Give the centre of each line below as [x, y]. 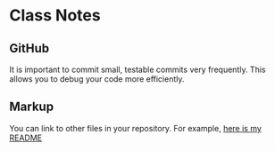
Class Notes [55, 16]
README [26, 138]
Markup [32, 107]
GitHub [29, 48]
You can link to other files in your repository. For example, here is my [135, 128]
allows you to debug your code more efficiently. [97, 79]
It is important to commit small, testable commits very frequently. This [137, 69]
